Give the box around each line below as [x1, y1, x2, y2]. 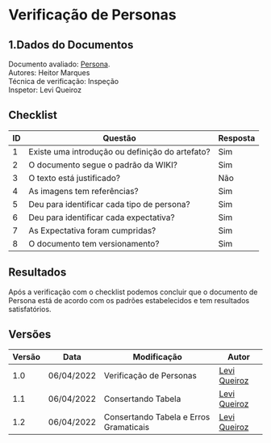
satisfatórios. [8, 304, 52, 314]
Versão [12, 352, 41, 363]
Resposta [218, 132, 256, 143]
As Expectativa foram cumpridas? [28, 225, 156, 236]
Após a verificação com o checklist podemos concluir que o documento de [8, 287, 258, 297]
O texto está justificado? [28, 172, 121, 184]
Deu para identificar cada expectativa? [28, 212, 175, 223]
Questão [102, 132, 137, 143]
